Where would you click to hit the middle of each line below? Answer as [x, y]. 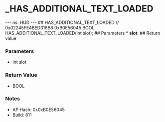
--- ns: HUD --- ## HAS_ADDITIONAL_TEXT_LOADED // [62, 22]
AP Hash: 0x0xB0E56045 [38, 110]
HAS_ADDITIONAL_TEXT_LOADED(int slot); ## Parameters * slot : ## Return [83, 33]
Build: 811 [22, 115]
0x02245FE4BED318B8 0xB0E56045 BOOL [50, 27]
